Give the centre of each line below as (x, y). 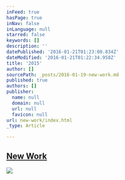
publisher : (20, 92)
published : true (27, 80)
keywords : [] (23, 40)
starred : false (26, 35)
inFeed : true (23, 12)
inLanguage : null (28, 29)
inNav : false (23, 23)
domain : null (28, 103)
